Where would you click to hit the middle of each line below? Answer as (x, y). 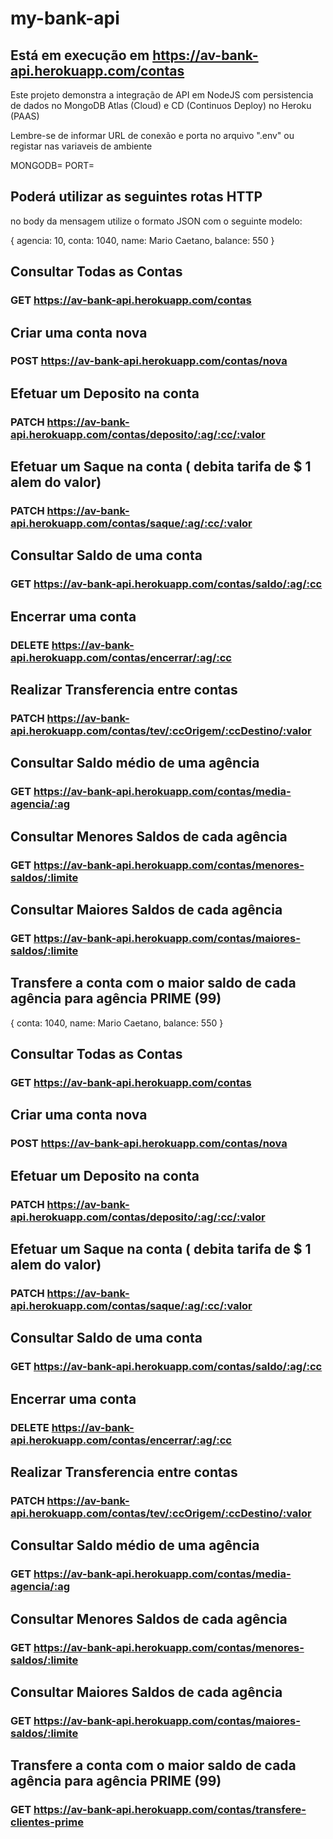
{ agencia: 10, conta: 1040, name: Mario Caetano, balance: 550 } (142, 240)
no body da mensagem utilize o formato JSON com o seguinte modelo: (156, 221)
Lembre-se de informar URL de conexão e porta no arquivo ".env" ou (152, 135)
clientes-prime (47, 1822)
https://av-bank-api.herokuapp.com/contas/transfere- (170, 1810)
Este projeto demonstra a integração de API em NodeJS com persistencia (162, 95)
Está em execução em (80, 55)
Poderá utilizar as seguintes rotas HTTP (136, 197)
